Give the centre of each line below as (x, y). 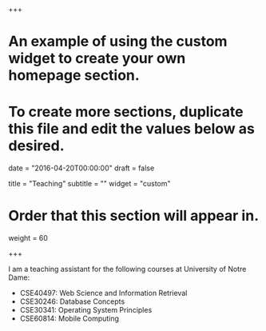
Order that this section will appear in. (134, 216)
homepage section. (74, 76)
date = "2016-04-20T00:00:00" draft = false (81, 168)
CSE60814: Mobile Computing (69, 319)
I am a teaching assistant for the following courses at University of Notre (127, 269)
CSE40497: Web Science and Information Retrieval (103, 293)
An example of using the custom (118, 42)
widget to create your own (97, 59)
